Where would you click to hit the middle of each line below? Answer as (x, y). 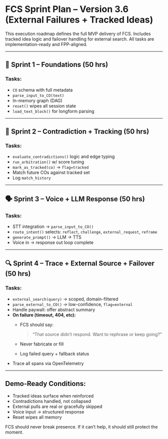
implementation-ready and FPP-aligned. (46, 44)
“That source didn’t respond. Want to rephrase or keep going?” (97, 334)
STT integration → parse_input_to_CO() (53, 226)
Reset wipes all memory (37, 417)
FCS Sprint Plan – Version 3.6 (67, 9)
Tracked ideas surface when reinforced (53, 395)
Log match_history (31, 178)
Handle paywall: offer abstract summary (54, 309)
